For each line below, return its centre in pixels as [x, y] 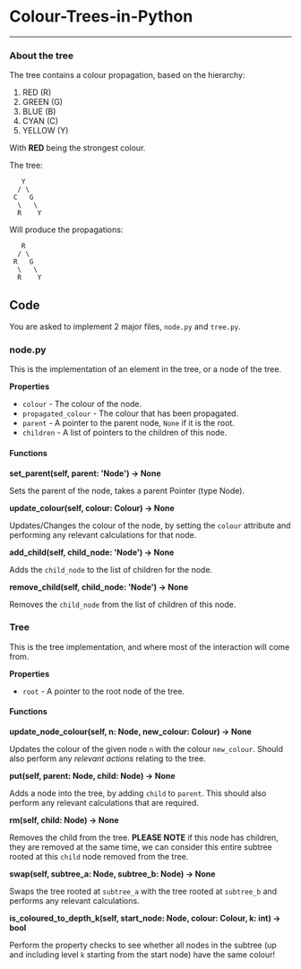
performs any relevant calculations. [75, 901]
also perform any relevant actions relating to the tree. [107, 758]
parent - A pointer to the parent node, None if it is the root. [128, 423]
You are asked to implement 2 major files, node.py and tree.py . [125, 327]
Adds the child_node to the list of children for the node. [111, 569]
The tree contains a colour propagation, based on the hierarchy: [127, 75]
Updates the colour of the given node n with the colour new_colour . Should [146, 749]
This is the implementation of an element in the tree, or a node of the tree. [146, 369]
